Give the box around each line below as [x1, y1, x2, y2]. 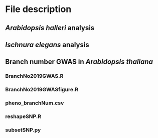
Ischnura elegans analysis [5, 40, 89, 49]
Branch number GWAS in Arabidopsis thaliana [5, 58, 153, 66]
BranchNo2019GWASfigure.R [5, 86, 79, 93]
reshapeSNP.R [5, 113, 42, 120]
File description [5, 4, 72, 15]
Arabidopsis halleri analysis [5, 24, 95, 32]
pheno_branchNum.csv [5, 99, 64, 106]
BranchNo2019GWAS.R [5, 73, 64, 80]
